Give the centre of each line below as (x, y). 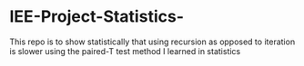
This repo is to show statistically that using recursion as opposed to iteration (152, 42)
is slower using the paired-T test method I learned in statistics (125, 51)
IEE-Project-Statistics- (97, 17)
